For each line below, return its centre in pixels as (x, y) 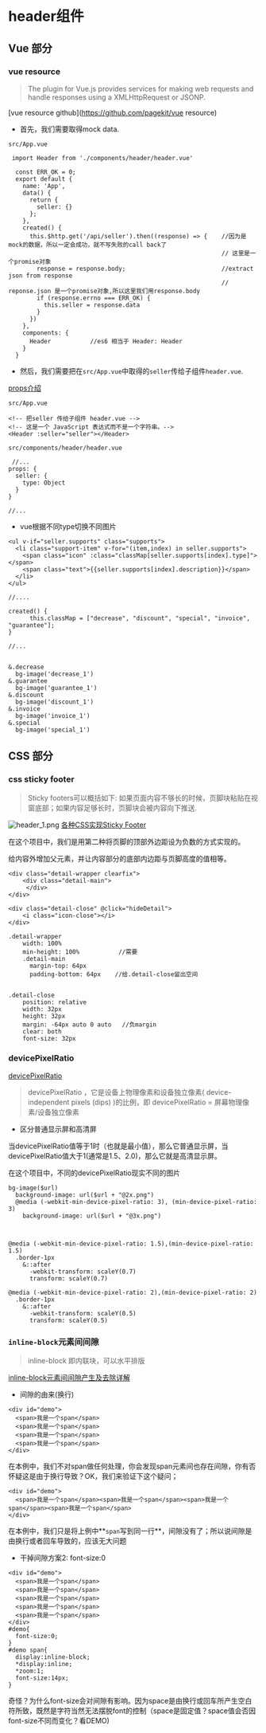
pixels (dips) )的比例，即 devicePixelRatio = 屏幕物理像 (160, 1102)
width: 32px (42, 1009)
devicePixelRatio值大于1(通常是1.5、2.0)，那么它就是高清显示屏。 (115, 1155)
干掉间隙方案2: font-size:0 (62, 1558)
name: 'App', (44, 186)
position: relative (55, 1002)
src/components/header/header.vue (66, 448)
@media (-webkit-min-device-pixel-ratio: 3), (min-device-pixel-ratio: (137, 1202)
